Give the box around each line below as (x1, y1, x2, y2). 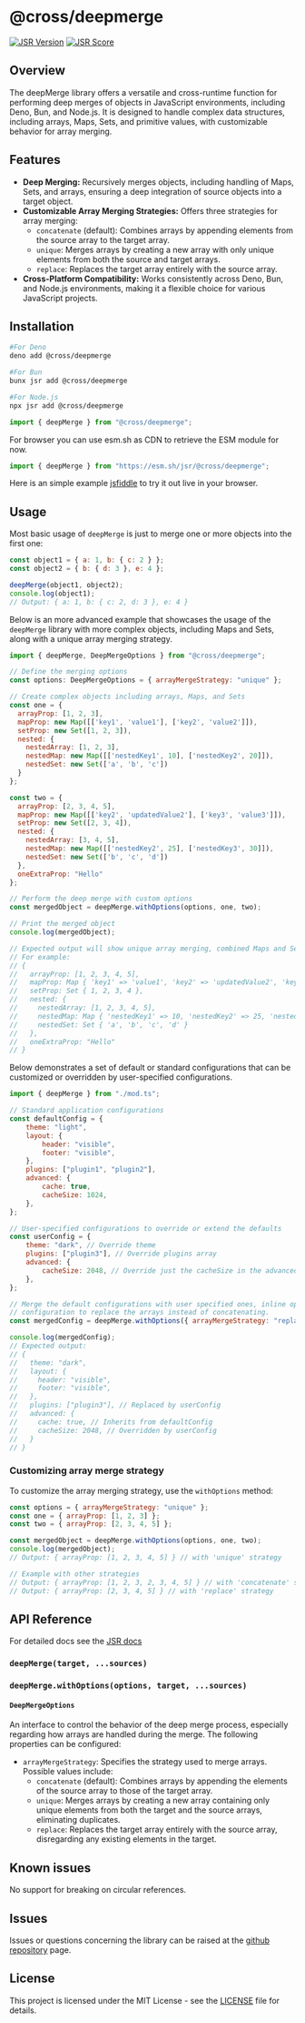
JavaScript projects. (22, 292, 98, 303)
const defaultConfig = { (9, 1114, 103, 1123)
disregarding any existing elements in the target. (35, 1834, 217, 1845)
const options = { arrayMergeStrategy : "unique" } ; (9, 1502, 209, 1512)
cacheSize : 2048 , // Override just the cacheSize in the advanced (42, 1266, 299, 1276)
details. (9, 2005, 37, 2016)
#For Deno (9, 343, 47, 352)
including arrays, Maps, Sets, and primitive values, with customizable (9, 116, 268, 127)
